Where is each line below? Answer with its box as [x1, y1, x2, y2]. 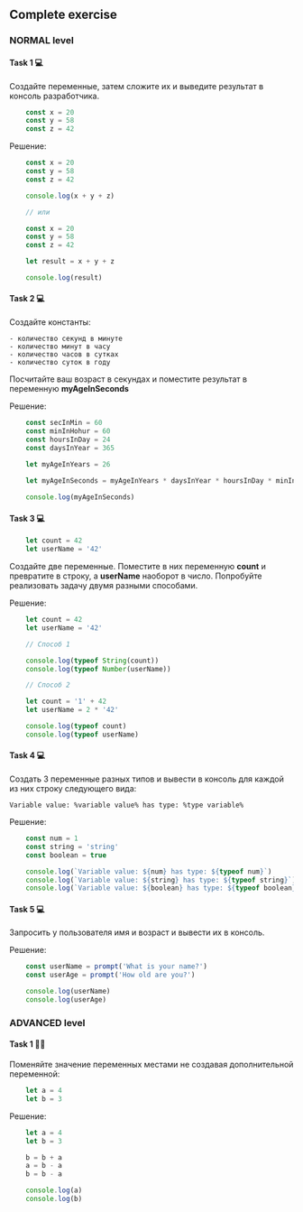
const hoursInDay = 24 [25, 435, 111, 444]
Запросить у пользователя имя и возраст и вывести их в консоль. [9, 927, 265, 938]
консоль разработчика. [9, 90, 100, 101]
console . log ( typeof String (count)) [25, 656, 160, 665]
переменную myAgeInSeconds [9, 384, 129, 394]
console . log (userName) [25, 987, 111, 996]
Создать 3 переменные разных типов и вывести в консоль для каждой [9, 773, 284, 784]
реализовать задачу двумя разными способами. [9, 580, 198, 591]
